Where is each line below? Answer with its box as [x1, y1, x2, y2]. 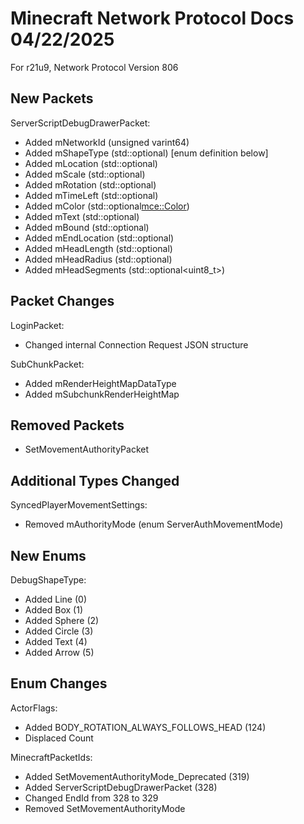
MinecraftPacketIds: [10, 751, 93, 763]
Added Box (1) [24, 604, 83, 616]
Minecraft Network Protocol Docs [10, 7, 295, 30]
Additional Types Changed [10, 472, 180, 489]
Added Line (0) [24, 593, 87, 605]
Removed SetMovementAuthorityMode [24, 802, 186, 814]
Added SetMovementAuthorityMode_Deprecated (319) [24, 770, 250, 782]
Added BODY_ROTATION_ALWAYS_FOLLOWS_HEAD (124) [24, 721, 267, 733]
